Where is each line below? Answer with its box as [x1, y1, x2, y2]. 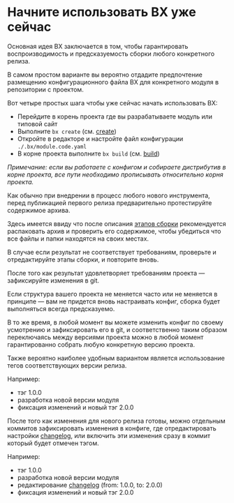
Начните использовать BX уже [7, 4, 197, 20]
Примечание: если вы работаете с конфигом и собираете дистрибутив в [7, 163, 226, 171]
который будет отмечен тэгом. [7, 439, 99, 447]
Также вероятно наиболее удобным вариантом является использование [7, 354, 225, 362]
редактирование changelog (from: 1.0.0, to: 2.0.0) [17, 481, 163, 489]
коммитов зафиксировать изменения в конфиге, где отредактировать [7, 423, 217, 433]
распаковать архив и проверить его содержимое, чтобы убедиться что [7, 227, 221, 235]
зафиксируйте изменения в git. [7, 276, 100, 285]
